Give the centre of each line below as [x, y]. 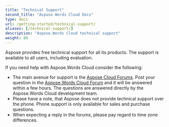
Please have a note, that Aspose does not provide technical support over [88, 98]
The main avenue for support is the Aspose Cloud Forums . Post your [84, 77]
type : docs [17, 19]
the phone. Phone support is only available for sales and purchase [81, 104]
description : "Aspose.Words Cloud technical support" [63, 33]
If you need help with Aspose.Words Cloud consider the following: [74, 67]
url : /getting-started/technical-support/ [50, 24]
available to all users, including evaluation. [49, 57]
